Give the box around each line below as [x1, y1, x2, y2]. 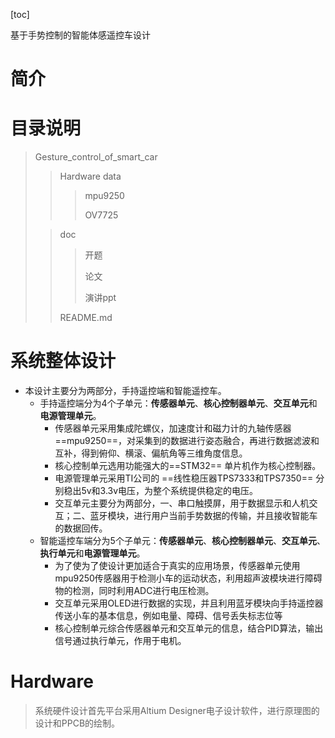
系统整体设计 [10, 350, 117, 373]
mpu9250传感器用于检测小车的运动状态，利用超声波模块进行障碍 [54, 572, 323, 584]
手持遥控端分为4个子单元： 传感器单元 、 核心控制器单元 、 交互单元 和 [39, 397, 318, 409]
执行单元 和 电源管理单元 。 [39, 547, 146, 559]
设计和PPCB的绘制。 [34, 717, 121, 729]
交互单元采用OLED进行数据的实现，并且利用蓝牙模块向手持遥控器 [54, 597, 324, 609]
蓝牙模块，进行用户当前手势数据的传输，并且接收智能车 [89, 510, 318, 522]
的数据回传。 [54, 522, 108, 534]
